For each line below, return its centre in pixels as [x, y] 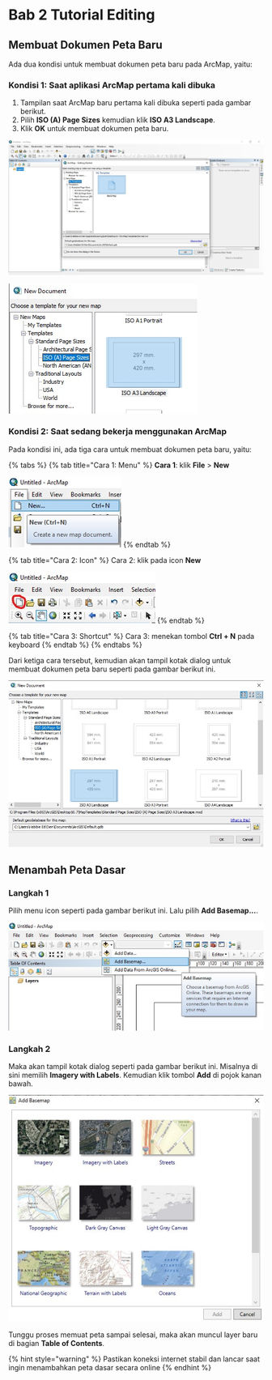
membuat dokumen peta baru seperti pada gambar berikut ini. [112, 669]
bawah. [21, 1084]
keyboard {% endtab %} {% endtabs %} [76, 645]
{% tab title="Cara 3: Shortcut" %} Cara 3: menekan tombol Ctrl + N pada [132, 636]
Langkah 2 [30, 1049]
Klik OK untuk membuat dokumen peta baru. [94, 129]
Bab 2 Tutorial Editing [82, 15]
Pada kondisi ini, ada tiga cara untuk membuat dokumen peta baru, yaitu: [130, 449]
